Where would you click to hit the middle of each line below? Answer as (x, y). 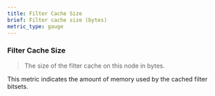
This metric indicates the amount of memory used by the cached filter (107, 79)
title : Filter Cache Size (45, 13)
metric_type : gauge (35, 26)
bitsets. (18, 86)
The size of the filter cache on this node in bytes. (94, 66)
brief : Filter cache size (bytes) (57, 20)
